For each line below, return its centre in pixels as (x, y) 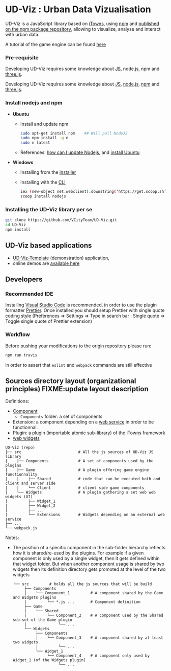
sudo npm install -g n (44, 138)
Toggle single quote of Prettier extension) (49, 321)
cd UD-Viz (16, 225)
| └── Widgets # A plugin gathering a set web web (81, 493)
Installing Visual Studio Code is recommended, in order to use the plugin (81, 305)
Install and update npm (44, 124)
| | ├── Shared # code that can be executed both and (83, 479)
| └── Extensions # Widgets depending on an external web (85, 515)
